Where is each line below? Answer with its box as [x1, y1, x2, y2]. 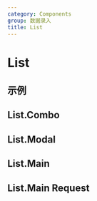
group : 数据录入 [7, 17, 51, 24]
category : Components [7, 10, 72, 18]
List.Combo [7, 109, 60, 121]
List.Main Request [7, 182, 90, 194]
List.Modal [7, 133, 56, 145]
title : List [7, 24, 43, 31]
